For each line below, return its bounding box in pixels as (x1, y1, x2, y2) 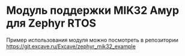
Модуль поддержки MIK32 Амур (6, 4, 179, 17)
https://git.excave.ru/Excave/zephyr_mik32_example (6, 43, 136, 50)
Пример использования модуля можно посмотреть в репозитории (6, 36, 179, 43)
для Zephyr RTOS (6, 16, 97, 30)
